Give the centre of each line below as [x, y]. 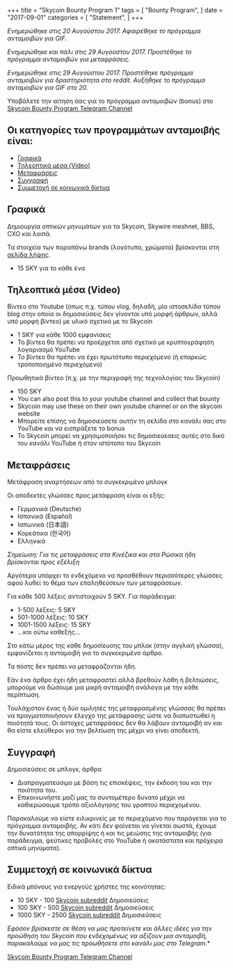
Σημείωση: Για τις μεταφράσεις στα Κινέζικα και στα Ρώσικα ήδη [102, 555]
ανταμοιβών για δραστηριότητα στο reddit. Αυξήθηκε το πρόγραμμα [106, 80]
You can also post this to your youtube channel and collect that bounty [119, 399]
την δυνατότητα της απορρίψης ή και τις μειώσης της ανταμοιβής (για [110, 833]
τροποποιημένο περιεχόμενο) [60, 364]
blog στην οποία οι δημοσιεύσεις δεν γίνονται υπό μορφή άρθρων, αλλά [112, 314]
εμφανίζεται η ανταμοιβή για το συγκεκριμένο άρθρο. [85, 653]
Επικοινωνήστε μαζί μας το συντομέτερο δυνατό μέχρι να [101, 797]
